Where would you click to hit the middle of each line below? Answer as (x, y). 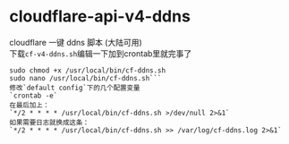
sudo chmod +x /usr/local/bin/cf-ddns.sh (88, 70)
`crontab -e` (34, 96)
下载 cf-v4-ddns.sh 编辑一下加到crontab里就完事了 (101, 53)
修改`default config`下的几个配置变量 (75, 88)
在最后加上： (30, 105)
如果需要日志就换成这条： (49, 123)
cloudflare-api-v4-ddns (100, 17)
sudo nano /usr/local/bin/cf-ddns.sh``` (86, 78)
